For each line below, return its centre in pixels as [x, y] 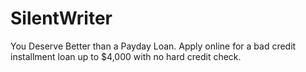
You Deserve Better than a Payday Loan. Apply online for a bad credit [153, 46]
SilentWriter [61, 18]
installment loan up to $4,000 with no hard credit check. [126, 56]
